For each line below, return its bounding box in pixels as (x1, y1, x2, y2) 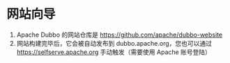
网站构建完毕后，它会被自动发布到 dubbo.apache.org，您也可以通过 (16, 39, 213, 47)
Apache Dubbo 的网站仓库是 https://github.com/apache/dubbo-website (16, 30, 223, 39)
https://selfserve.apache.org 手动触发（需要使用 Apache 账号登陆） (16, 48, 212, 56)
